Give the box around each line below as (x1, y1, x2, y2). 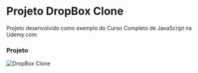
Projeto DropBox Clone (6, 4, 124, 18)
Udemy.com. (6, 30, 38, 38)
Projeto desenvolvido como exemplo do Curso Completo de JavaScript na (6, 24, 192, 32)
